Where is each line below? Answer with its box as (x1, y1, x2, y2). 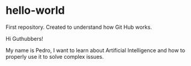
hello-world (5, 4, 65, 17)
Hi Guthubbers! (5, 35, 43, 42)
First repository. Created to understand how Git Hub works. (5, 23, 153, 31)
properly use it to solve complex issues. (5, 53, 104, 60)
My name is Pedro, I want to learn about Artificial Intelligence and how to (5, 46, 186, 54)
